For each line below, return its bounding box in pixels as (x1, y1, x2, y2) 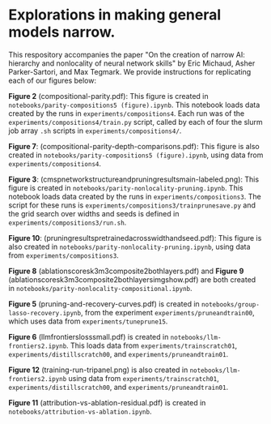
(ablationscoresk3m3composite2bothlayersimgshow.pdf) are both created (8, 274, 256, 285)
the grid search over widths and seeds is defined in (8, 208, 180, 218)
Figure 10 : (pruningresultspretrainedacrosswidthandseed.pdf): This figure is (8, 233, 262, 242)
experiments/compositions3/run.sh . (8, 217, 127, 227)
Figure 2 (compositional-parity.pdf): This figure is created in (8, 91, 209, 101)
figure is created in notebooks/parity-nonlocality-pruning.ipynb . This (8, 182, 243, 192)
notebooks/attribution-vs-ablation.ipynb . (8, 406, 152, 416)
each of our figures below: (8, 75, 97, 85)
